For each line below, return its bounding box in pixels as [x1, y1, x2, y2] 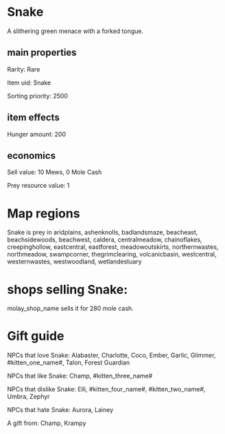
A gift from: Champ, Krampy [7, 419, 86, 427]
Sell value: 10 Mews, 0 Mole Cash [7, 168, 102, 176]
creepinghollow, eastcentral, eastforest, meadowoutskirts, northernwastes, [7, 243, 219, 251]
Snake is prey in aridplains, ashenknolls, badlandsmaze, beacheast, [7, 228, 198, 237]
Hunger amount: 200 [7, 130, 67, 138]
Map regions [7, 206, 80, 221]
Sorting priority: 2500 [7, 91, 69, 100]
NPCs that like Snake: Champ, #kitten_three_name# [7, 372, 153, 380]
